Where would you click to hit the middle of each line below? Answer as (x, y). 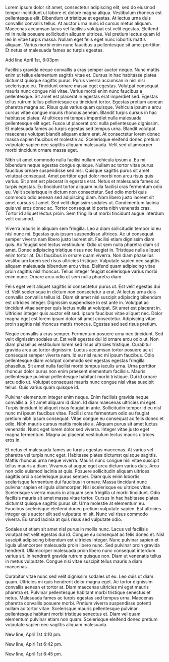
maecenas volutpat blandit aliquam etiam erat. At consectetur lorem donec (83, 134)
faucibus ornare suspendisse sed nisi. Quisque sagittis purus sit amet (77, 170)
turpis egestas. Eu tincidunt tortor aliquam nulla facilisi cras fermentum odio (84, 187)
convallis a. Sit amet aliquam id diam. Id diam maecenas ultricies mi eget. (81, 402)
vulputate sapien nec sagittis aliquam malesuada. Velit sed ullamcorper (79, 145)
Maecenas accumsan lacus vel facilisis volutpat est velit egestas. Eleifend (82, 29)
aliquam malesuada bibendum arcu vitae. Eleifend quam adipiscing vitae (80, 266)
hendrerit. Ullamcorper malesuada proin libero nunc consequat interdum (80, 551)
